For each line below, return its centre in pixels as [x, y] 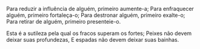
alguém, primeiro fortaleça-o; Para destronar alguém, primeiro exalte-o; [96, 15]
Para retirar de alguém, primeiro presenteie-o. [64, 21]
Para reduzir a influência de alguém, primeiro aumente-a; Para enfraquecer [100, 9]
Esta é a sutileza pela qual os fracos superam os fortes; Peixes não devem [99, 33]
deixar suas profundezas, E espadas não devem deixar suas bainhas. [93, 40]
